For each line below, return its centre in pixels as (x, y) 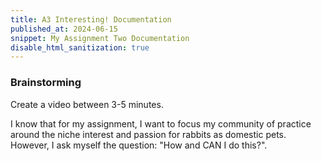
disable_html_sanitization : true (80, 47)
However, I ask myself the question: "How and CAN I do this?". (139, 145)
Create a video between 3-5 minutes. (87, 104)
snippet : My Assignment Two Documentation (100, 38)
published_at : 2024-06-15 (64, 29)
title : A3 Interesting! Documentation (91, 19)
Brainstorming (46, 83)
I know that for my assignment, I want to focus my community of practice (161, 123)
